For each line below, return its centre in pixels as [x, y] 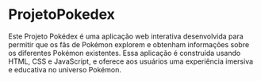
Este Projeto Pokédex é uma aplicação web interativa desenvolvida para [126, 36]
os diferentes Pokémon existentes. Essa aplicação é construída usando [125, 53]
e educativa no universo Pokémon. [65, 69]
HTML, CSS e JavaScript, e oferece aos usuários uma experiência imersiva [131, 61]
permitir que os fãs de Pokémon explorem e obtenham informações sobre [129, 44]
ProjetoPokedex [61, 15]
